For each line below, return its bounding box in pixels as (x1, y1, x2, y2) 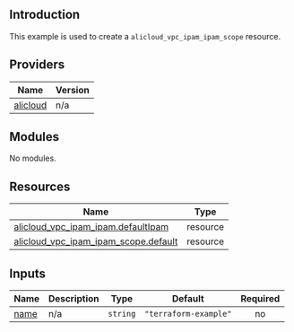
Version (55, 83, 90, 96)
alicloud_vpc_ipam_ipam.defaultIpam (13, 221, 169, 233)
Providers (9, 57, 65, 73)
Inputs (9, 266, 47, 281)
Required (240, 293, 281, 305)
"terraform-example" (144, 309, 232, 319)
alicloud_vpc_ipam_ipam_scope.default (13, 235, 178, 248)
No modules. (9, 153, 56, 164)
